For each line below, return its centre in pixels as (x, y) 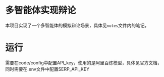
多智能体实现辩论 (41, 10)
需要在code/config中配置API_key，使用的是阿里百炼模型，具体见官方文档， (84, 63)
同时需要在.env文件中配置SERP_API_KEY (47, 69)
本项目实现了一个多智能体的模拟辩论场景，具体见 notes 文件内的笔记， (77, 25)
